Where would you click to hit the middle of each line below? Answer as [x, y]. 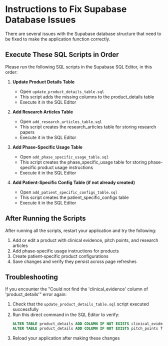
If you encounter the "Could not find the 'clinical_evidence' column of [77, 289]
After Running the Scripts [45, 218]
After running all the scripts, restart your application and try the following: [81, 230]
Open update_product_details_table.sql [62, 91]
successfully [25, 309]
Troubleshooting [32, 277]
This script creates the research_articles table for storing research [88, 126]
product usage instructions [65, 167]
